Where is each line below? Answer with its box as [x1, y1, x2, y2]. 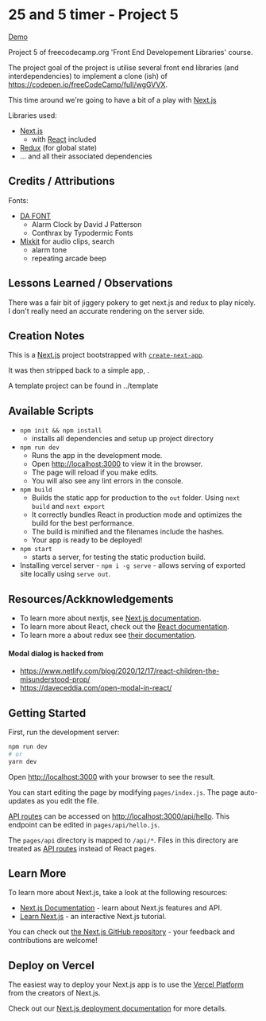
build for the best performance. [31, 518, 135, 528]
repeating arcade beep [31, 253, 107, 263]
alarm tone [31, 244, 67, 254]
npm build [19, 486, 53, 495]
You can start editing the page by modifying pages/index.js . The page [8, 787, 239, 797]
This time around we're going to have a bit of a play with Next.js [8, 95, 217, 104]
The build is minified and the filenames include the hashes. [31, 527, 225, 537]
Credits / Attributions [8, 174, 115, 188]
